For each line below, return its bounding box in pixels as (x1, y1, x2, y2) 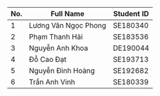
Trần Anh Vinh (28, 77, 75, 86)
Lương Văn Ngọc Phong (28, 21, 107, 30)
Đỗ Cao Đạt (28, 55, 67, 64)
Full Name (51, 9, 85, 18)
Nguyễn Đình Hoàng (28, 66, 96, 75)
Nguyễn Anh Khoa (28, 43, 89, 53)
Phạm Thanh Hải (28, 32, 83, 41)
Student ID (113, 9, 149, 18)
